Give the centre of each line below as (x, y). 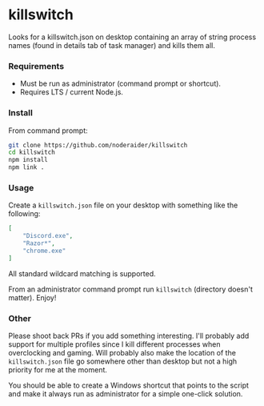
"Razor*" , (39, 243)
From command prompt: (48, 131)
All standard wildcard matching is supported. (82, 273)
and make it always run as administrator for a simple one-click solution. (126, 394)
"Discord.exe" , (48, 236)
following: (24, 214)
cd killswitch (32, 153)
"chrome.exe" (44, 251)
